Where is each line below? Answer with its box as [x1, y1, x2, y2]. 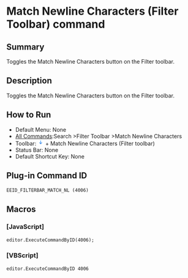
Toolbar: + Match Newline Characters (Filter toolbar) [15, 140, 155, 147]
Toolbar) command [6, 17, 105, 31]
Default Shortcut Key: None [15, 152, 85, 160]
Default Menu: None [15, 126, 66, 133]
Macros [6, 204, 36, 214]
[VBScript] [6, 251, 39, 260]
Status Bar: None [15, 146, 59, 154]
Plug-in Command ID [6, 170, 88, 181]
